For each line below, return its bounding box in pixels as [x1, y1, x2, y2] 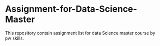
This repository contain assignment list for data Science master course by [5, 30, 156, 36]
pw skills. [5, 35, 24, 41]
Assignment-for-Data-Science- [5, 3, 137, 15]
